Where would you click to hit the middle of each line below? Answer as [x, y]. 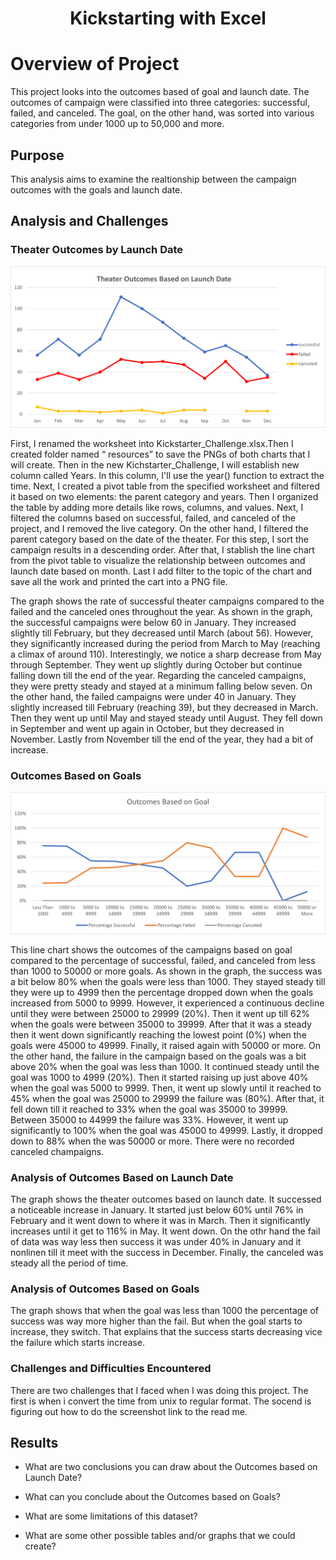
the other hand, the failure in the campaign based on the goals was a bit [158, 1056]
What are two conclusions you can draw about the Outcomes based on [171, 1467]
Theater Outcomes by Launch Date [97, 250]
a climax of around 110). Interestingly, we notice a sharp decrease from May [166, 654]
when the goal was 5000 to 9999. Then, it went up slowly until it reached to [166, 1088]
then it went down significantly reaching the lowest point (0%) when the [158, 1034]
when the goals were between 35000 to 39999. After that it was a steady [161, 1024]
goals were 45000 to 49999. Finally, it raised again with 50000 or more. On [166, 1045]
